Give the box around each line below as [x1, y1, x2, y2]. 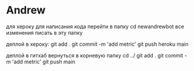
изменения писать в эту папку [6, 29, 83, 36]
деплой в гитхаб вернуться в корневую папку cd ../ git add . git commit [6, 52, 183, 59]
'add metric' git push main [12, 58, 75, 65]
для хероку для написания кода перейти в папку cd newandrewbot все [6, 23, 185, 30]
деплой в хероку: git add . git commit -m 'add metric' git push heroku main [6, 40, 189, 48]
